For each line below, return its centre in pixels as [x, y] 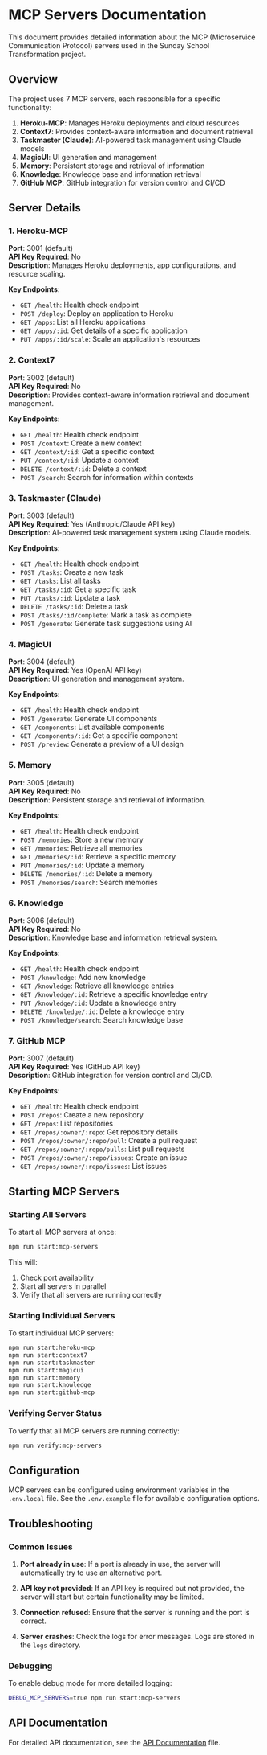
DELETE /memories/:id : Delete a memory [86, 873]
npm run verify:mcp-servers [55, 1445]
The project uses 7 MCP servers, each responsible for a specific [114, 99]
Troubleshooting [51, 1524]
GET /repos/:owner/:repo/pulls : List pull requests [102, 1149]
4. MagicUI [30, 644]
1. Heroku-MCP [38, 231]
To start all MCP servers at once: [63, 1232]
